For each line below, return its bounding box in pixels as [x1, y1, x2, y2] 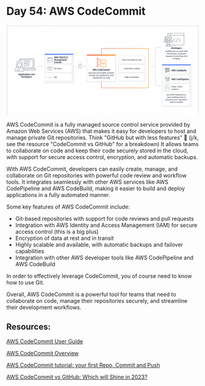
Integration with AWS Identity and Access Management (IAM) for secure [15, 221, 198, 229]
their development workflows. [6, 304, 81, 311]
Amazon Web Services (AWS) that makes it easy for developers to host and [6, 127, 197, 135]
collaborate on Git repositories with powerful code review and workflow [6, 172, 187, 179]
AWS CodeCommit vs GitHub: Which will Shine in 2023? [6, 373, 148, 380]
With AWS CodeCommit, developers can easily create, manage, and [6, 165, 178, 173]
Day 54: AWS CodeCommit [6, 4, 146, 18]
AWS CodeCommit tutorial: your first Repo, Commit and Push [6, 362, 160, 369]
